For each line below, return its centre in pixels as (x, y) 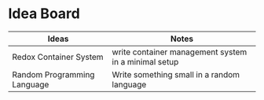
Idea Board (44, 14)
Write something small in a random (176, 74)
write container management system (180, 52)
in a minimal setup (145, 61)
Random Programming (53, 74)
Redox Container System (58, 57)
